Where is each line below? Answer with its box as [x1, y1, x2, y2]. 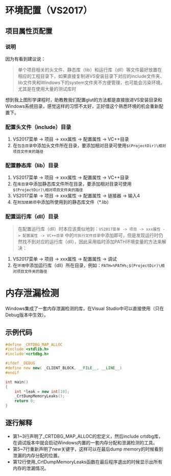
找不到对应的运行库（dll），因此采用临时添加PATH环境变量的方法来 [22, 238, 162, 244]
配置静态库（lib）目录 [5, 162, 59, 169]
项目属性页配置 [5, 27, 53, 35]
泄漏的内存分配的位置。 [12, 452, 62, 458]
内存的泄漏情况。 [12, 465, 49, 471]
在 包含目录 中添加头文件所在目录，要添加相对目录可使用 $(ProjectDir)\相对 [12, 143, 166, 149]
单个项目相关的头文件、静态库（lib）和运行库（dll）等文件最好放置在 [17, 66, 162, 73]
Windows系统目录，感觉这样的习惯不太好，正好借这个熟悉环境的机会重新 [5, 103, 159, 109]
